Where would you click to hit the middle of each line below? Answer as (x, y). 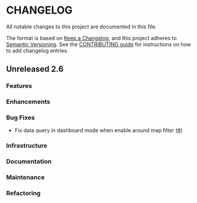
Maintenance (26, 178)
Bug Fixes (21, 117)
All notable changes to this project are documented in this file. (81, 27)
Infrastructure (27, 146)
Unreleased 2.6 (35, 69)
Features (19, 86)
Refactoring (24, 194)
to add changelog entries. (37, 50)
